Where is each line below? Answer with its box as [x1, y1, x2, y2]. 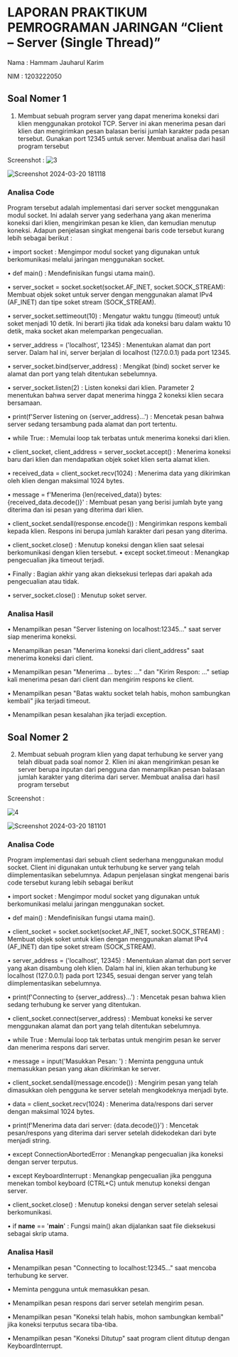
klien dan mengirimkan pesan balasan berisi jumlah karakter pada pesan [17, 126, 229, 135]
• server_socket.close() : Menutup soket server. [7, 591, 147, 599]
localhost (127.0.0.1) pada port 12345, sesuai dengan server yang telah [7, 971, 213, 980]
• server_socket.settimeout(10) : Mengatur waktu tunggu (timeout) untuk [7, 311, 220, 321]
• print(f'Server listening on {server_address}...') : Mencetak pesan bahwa [7, 413, 225, 421]
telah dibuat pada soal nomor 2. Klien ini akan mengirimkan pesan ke [17, 758, 220, 766]
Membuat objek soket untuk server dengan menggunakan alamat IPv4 [7, 290, 213, 299]
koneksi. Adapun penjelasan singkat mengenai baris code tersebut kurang [7, 226, 225, 235]
